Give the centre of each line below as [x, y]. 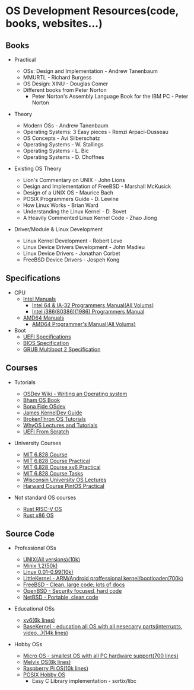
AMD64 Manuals [44, 318]
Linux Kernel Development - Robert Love [73, 241]
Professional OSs [35, 548]
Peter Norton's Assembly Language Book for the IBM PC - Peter [110, 96]
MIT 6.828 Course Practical [56, 461]
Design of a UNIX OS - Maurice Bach [68, 193]
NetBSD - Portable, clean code [61, 598]
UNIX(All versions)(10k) [52, 560]
